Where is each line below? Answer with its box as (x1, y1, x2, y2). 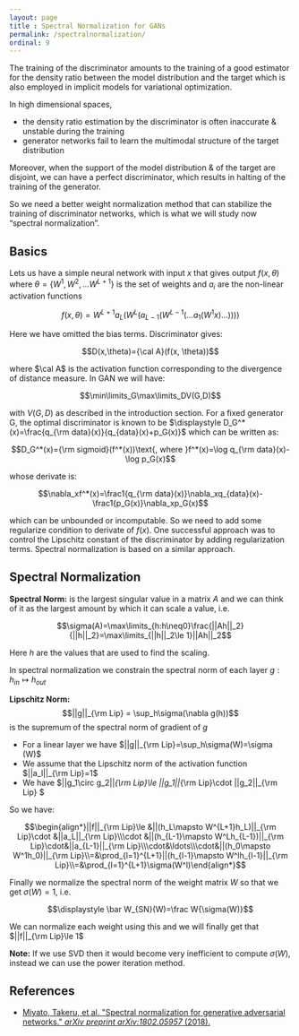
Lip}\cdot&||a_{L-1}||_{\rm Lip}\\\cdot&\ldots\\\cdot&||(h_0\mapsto (30, 840, 271, 851)
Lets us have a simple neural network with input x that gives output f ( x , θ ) (9, 268, 280, 279)
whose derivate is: (9, 471, 78, 481)
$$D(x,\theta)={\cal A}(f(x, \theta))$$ (81, 346, 219, 357)
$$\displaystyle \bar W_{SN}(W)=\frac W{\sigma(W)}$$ (47, 903, 253, 914)
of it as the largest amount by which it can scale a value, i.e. (9, 602, 230, 614)
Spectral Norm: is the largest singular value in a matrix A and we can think (9, 593, 284, 604)
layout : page (9, 13, 58, 22)
